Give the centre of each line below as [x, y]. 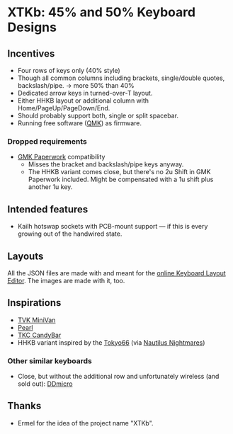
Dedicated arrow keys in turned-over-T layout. [85, 93]
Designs [32, 27]
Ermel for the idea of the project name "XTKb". [85, 423]
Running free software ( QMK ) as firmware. [80, 123]
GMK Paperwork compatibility [61, 157]
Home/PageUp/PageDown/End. [64, 108]
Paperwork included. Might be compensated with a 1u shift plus [121, 179]
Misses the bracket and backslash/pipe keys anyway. [106, 164]
